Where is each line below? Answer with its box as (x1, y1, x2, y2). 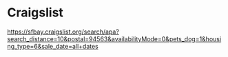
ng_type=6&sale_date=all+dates (7, 42, 99, 50)
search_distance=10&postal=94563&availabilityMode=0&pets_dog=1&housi (7, 34, 222, 43)
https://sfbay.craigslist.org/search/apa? (7, 27, 119, 36)
